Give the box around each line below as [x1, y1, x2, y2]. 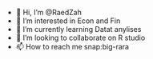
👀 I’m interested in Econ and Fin [15, 16, 121, 26]
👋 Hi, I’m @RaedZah [15, 8, 83, 17]
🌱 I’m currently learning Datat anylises [15, 25, 142, 33]
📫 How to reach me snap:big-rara [15, 42, 130, 51]
